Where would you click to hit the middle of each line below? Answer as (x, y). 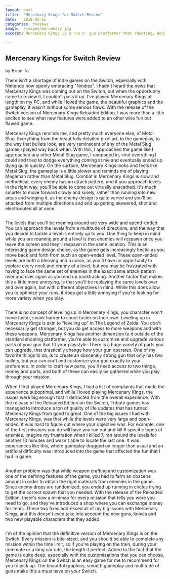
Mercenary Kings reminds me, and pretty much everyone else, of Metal (80, 133)
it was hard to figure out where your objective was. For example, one (93, 424)
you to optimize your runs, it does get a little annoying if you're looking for (82, 293)
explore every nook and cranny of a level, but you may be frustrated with (81, 266)
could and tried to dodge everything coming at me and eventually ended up (84, 160)
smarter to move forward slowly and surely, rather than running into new (80, 192)
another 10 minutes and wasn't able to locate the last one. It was (72, 440)
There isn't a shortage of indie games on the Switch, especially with (76, 80)
